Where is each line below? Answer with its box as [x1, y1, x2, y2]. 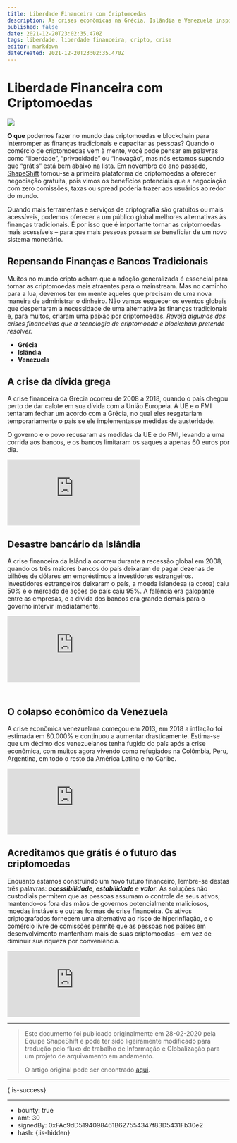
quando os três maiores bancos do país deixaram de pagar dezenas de [7, 565, 214, 573]
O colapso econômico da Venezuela [7, 706, 168, 718]
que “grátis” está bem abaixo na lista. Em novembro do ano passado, [7, 161, 208, 170]
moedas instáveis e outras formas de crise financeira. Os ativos [7, 907, 193, 915]
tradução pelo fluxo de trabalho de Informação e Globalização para [24, 1044, 220, 1053]
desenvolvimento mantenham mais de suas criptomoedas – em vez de [7, 929, 212, 938]
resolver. [7, 326, 33, 335]
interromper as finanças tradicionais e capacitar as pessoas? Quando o [7, 139, 214, 147]
